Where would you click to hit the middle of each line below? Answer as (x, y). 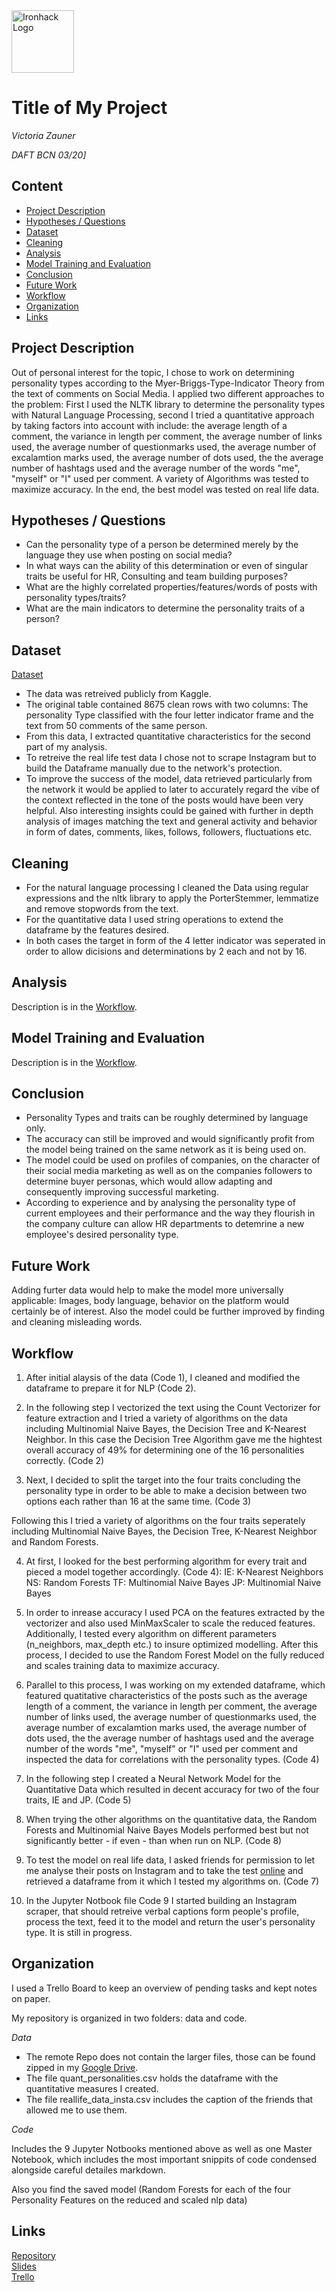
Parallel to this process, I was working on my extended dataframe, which (175, 1685)
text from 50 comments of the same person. (116, 726)
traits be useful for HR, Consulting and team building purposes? (156, 576)
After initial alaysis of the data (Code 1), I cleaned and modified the (163, 1378)
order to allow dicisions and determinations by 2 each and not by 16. (166, 951)
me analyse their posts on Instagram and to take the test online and (164, 1871)
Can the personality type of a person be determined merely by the (162, 545)
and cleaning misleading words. (77, 1322)
